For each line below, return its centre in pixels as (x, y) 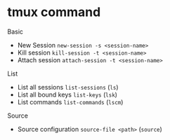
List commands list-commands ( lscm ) (70, 101)
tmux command (54, 12)
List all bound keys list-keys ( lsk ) (67, 94)
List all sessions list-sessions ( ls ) (68, 87)
